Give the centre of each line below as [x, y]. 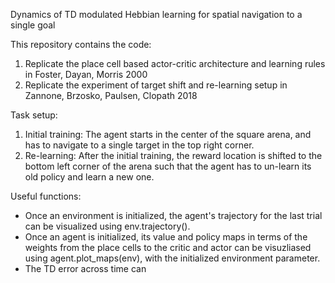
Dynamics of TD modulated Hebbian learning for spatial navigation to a [156, 14]
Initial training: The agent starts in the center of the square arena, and [168, 134]
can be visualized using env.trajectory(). [107, 226]
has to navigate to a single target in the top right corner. [139, 145]
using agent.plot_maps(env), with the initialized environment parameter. [172, 258]
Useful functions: [46, 196]
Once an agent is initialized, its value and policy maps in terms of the [166, 237]
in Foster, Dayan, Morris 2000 [86, 74]
